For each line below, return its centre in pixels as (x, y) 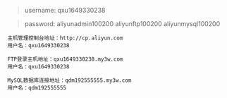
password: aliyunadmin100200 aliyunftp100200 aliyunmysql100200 (122, 24)
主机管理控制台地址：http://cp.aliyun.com (65, 38)
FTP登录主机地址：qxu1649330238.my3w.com (65, 59)
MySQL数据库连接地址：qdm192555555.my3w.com (69, 80)
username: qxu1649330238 (65, 10)
